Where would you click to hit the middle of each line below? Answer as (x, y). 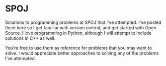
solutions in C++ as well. (30, 38)
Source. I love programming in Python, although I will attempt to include (78, 33)
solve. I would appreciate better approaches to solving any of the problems (82, 53)
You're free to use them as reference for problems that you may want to (79, 48)
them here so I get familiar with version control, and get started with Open (81, 27)
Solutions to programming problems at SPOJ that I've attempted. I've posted (83, 22)
